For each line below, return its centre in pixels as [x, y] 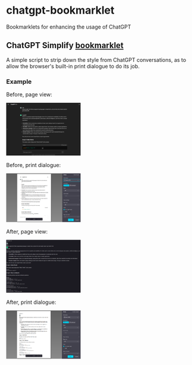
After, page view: [27, 231]
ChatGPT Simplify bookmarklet [65, 45]
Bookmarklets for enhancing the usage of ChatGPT [69, 27]
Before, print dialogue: [34, 165]
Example [19, 81]
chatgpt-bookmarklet [60, 10]
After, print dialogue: [31, 302]
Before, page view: [29, 95]
